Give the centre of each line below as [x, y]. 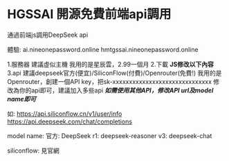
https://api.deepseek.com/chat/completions [70, 121]
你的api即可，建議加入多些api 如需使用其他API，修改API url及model [116, 90]
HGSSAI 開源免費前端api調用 [89, 14]
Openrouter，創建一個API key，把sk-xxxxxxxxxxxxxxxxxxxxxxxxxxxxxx [110, 81]
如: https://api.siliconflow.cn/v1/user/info [65, 113]
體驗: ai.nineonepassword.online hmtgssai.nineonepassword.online [103, 49]
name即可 [22, 99]
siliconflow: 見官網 [34, 151]
